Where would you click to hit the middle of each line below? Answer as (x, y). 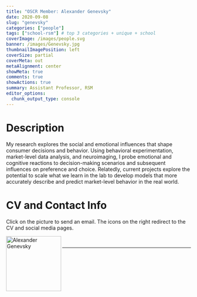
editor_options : (26, 93)
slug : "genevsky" (27, 22)
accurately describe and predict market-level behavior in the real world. (93, 181)
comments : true (25, 77)
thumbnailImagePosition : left (43, 50)
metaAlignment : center (34, 66)
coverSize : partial (30, 55)
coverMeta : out (25, 60)
